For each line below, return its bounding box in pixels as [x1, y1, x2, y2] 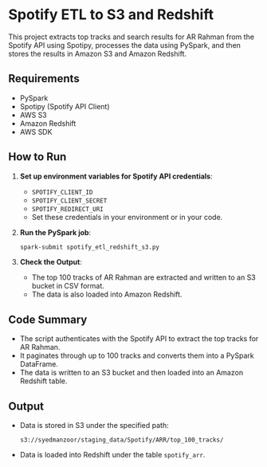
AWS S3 [19, 110, 48, 120]
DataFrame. [19, 359, 58, 369]
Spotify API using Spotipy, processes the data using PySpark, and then [8, 40, 241, 49]
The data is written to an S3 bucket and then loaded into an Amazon [19, 368, 244, 378]
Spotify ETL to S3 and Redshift [8, 6, 214, 24]
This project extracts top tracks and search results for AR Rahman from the [8, 32, 255, 41]
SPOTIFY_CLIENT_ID [31, 188, 93, 196]
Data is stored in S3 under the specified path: [19, 421, 169, 430]
